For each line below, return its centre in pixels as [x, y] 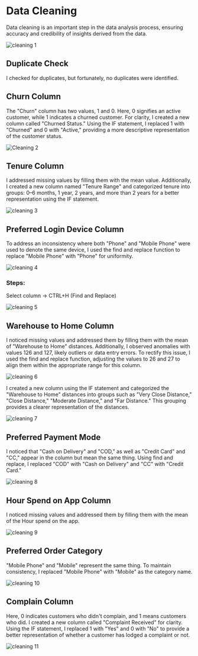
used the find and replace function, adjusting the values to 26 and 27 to [93, 359]
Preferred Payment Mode [53, 437]
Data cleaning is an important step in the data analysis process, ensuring [95, 27]
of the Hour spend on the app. [43, 521]
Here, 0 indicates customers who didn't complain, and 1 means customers [96, 616]
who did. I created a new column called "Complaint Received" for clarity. [95, 622]
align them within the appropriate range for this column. [74, 365]
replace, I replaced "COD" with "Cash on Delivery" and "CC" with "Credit [95, 464]
